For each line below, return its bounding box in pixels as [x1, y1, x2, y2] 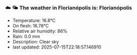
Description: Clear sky [12, 39, 59, 45]
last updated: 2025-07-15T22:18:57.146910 [12, 44, 102, 50]
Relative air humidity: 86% [12, 28, 68, 34]
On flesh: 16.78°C [12, 23, 49, 29]
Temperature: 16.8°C [12, 17, 56, 23]
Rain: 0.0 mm [12, 33, 40, 39]
